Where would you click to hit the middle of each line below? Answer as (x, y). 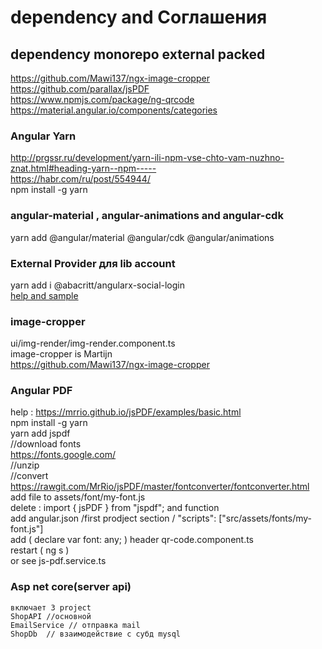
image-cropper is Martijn (61, 354)
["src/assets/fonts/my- (265, 518)
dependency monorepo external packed (138, 54)
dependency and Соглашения (139, 17)
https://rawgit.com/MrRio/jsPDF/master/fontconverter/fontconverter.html (160, 487)
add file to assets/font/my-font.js (78, 497)
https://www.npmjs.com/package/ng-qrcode (102, 99)
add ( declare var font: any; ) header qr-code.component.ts (132, 540)
